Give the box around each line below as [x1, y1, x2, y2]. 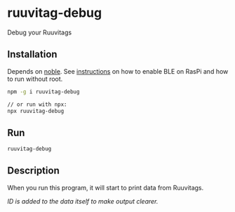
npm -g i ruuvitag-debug [7, 88, 80, 95]
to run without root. [7, 74, 63, 83]
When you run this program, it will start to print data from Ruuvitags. [7, 183, 204, 192]
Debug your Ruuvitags [7, 28, 72, 37]
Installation [7, 48, 58, 60]
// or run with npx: [7, 100, 68, 108]
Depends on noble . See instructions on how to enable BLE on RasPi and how [7, 67, 229, 75]
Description [7, 165, 60, 177]
